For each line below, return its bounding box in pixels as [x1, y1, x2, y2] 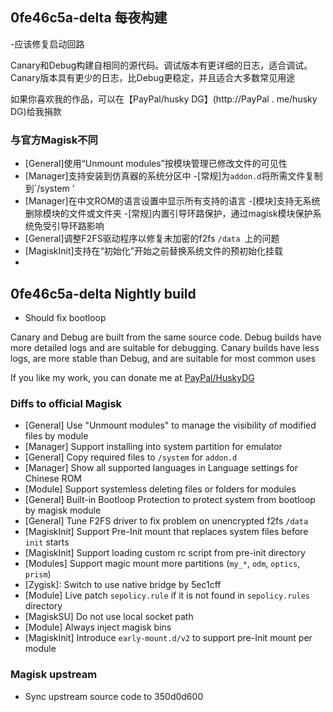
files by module [24, 430, 89, 442]
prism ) [24, 568, 52, 580]
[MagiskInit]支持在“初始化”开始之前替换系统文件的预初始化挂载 [24, 245, 283, 257]
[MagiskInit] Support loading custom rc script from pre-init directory [24, 547, 306, 559]
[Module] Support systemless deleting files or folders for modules [24, 483, 297, 495]
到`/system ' [24, 183, 76, 195]
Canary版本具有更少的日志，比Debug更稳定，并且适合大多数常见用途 [10, 71, 296, 83]
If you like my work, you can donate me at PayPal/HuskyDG [10, 371, 255, 383]
